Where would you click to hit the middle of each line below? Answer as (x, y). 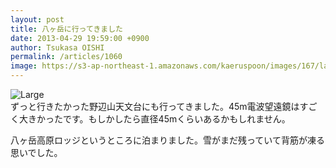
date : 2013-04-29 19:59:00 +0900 (80, 38)
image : (24, 66)
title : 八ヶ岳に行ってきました (66, 29)
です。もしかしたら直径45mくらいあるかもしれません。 (176, 119)
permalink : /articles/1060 (66, 57)
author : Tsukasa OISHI (57, 47)
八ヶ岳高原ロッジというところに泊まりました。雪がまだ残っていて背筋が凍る (167, 140)
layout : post (37, 19)
